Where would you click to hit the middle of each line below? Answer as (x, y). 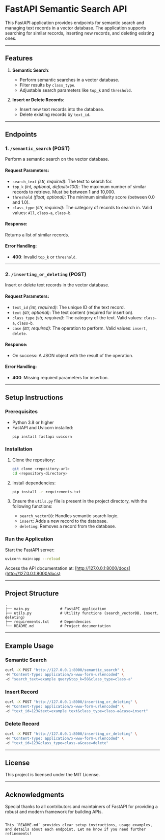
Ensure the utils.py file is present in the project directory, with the (80, 501)
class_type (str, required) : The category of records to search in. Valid (82, 207)
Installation (19, 449)
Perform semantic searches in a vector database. (69, 80)
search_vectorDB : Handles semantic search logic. (69, 516)
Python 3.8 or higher (33, 422)
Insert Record (22, 692)
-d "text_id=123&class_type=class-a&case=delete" (57, 743)
